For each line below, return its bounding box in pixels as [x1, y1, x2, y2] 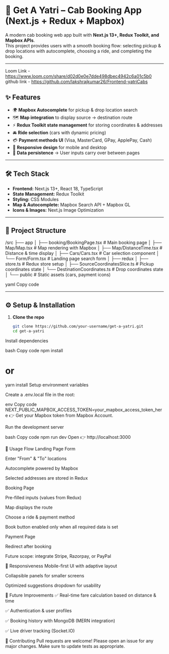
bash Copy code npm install [5, 347, 63, 353]
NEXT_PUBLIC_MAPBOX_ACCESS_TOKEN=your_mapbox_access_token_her [5, 407, 162, 413]
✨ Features [5, 93, 41, 102]
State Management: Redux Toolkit [12, 191, 84, 197]
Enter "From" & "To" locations [5, 455, 67, 462]
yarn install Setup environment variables [5, 381, 89, 387]
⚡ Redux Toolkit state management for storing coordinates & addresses [12, 122, 162, 128]
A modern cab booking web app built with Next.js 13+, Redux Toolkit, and [5, 32, 159, 38]
